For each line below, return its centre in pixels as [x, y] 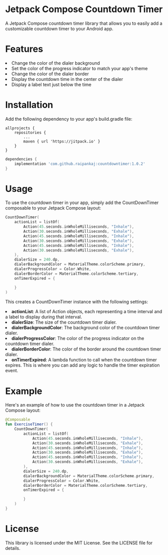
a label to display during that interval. [44, 317]
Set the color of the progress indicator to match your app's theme [80, 68]
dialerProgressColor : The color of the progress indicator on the [78, 338]
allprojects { [20, 128]
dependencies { [21, 159]
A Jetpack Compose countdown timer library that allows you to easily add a [84, 23]
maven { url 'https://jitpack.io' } [62, 141]
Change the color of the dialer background [56, 63]
